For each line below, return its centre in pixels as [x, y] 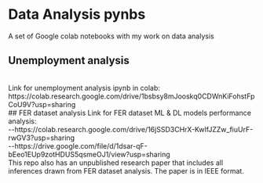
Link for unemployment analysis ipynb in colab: [84, 88]
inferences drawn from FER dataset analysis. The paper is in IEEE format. [126, 170]
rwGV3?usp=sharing [42, 138]
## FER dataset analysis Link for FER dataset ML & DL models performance [130, 113]
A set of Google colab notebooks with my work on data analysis [111, 36]
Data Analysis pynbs [77, 14]
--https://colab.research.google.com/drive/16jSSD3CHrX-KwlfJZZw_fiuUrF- [131, 129]
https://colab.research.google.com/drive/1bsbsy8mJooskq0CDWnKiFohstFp [131, 96]
